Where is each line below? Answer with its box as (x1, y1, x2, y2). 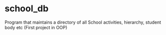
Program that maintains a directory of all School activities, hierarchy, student (4, 19, 162, 25)
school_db (4, 3, 49, 14)
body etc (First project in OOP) (4, 24, 68, 30)
